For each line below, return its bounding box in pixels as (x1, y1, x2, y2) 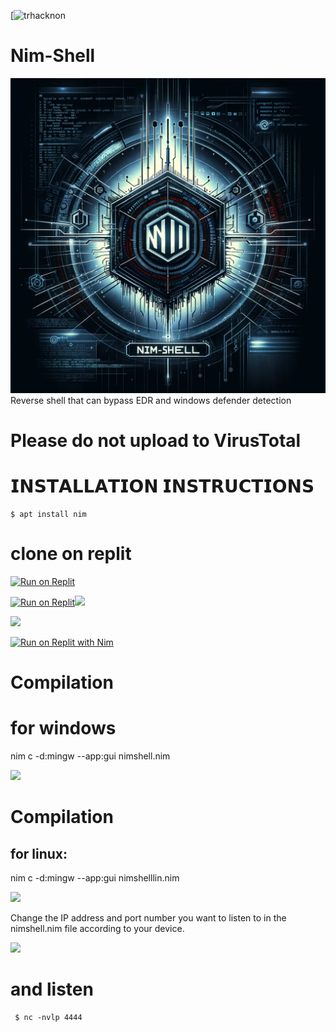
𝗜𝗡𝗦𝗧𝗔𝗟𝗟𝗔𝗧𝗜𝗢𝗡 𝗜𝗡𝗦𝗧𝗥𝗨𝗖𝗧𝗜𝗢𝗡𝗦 (10, 475, 315, 498)
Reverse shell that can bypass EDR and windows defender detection (10, 394, 292, 406)
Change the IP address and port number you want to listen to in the (10, 912, 287, 924)
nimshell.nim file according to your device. (10, 923, 185, 935)
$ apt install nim (10, 510, 87, 520)
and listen (10, 978, 94, 1001)
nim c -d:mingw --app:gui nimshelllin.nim (10, 872, 180, 884)
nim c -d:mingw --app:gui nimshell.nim (10, 750, 171, 762)
